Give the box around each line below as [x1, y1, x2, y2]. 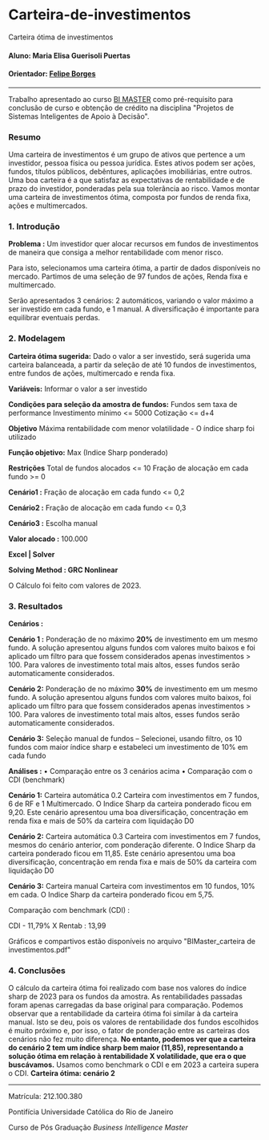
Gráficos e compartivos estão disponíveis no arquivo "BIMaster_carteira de [8, 936, 256, 946]
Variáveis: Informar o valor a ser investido [8, 384, 148, 393]
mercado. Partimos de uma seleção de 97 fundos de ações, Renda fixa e [8, 271, 248, 282]
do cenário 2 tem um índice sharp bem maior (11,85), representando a [8, 1043, 244, 1052]
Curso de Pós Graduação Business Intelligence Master [8, 1122, 188, 1133]
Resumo [8, 131, 42, 142]
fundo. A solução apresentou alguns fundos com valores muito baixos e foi [8, 642, 256, 652]
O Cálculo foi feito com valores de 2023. [8, 580, 142, 590]
